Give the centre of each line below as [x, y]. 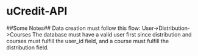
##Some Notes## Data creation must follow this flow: [73, 28]
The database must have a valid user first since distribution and [112, 34]
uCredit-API [37, 11]
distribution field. [27, 47]
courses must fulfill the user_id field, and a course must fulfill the [88, 41]
